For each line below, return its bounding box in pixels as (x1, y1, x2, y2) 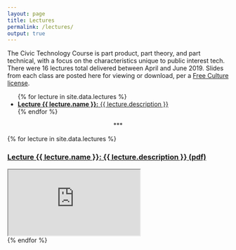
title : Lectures (7, 17, 55, 24)
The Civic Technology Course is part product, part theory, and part (7, 49, 201, 58)
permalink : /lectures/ (7, 23, 74, 30)
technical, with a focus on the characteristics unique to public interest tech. (7, 57, 225, 65)
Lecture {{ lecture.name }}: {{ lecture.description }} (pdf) (7, 152, 206, 162)
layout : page (7, 10, 46, 18)
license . (7, 79, 30, 88)
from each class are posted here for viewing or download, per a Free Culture (7, 72, 229, 80)
